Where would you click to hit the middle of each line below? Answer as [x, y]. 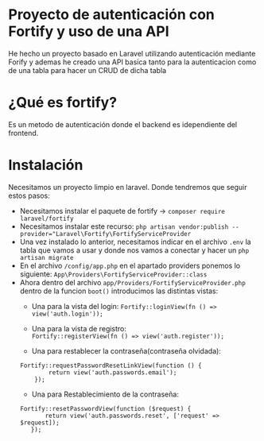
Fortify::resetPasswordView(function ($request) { [105, 408]
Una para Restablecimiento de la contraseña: [105, 394]
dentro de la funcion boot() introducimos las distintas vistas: [119, 291]
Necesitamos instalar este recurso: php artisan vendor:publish [124, 226]
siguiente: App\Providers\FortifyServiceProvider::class [113, 274]
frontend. [23, 133]
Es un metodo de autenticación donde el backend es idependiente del [123, 124]
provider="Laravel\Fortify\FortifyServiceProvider [105, 234]
